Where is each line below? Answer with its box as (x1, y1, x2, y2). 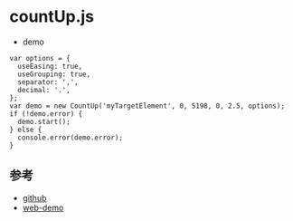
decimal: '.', (17, 85, 71, 94)
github (22, 192, 47, 203)
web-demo (22, 202, 64, 213)
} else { (9, 125, 43, 134)
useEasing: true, (17, 62, 83, 71)
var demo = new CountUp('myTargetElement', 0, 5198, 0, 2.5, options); (9, 101, 285, 110)
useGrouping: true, (17, 70, 91, 79)
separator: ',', (17, 77, 79, 87)
